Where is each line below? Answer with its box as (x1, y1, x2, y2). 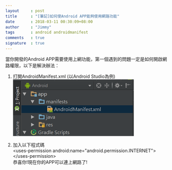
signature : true (5, 41, 45, 46)
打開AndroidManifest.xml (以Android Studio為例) (12, 73, 116, 79)
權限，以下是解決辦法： (9, 62, 60, 69)
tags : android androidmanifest (5, 30, 88, 35)
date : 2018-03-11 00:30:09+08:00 (5, 19, 93, 24)
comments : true (5, 35, 45, 40)
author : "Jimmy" (5, 25, 52, 30)
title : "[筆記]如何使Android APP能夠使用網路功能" (5, 13, 120, 19)
